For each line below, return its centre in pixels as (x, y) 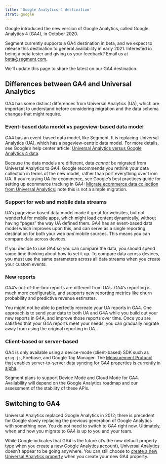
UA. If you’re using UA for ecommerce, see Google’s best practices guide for (83, 179)
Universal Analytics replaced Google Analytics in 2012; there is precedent (80, 416)
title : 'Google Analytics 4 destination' (48, 10)
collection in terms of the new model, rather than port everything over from (82, 173)
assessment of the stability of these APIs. (47, 388)
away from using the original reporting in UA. (51, 329)
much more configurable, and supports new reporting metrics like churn (79, 293)
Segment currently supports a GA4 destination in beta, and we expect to (79, 43)
